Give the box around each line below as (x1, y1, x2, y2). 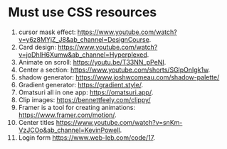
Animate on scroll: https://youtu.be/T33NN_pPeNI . (18, 57, 167, 66)
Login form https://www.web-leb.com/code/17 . (18, 133, 156, 142)
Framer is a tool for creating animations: (18, 103, 136, 111)
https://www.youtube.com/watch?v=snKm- (56, 118, 183, 126)
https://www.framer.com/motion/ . (18, 111, 117, 119)
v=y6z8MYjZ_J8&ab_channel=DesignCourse (18, 35, 150, 43)
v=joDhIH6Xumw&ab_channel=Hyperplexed (18, 50, 148, 59)
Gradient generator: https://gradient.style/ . (18, 80, 144, 89)
